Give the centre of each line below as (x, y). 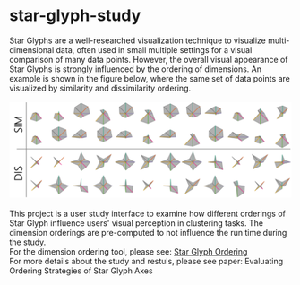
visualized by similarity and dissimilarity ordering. (100, 88)
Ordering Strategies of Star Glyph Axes (81, 271)
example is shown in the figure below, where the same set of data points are (150, 78)
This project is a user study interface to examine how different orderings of (148, 214)
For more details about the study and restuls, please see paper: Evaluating (146, 262)
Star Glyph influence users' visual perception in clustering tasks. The (137, 223)
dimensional (32, 49)
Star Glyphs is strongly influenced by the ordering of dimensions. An (136, 69)
